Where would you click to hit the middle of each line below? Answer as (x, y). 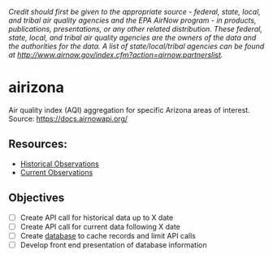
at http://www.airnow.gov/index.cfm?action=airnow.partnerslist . (116, 55)
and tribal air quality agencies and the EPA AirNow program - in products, (132, 20)
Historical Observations (59, 163)
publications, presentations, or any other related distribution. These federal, (135, 29)
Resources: (38, 144)
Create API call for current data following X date (100, 226)
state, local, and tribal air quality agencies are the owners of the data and (132, 37)
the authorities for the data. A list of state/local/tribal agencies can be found (136, 46)
